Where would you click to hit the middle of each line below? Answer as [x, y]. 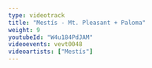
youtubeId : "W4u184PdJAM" [50, 37]
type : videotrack [37, 15]
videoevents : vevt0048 [45, 45]
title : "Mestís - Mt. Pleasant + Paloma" [77, 23]
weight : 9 [24, 30]
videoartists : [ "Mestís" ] [50, 52]
